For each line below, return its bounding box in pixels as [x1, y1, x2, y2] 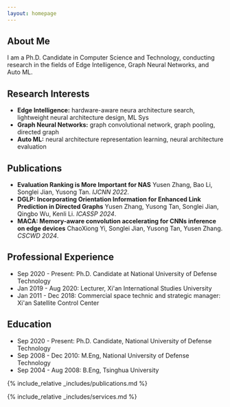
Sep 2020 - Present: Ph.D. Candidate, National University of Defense [16, 336, 212, 345]
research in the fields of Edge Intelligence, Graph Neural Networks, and [7, 61, 209, 69]
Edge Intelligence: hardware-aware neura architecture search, [16, 106, 195, 114]
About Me [7, 36, 50, 47]
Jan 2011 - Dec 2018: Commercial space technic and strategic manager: [16, 291, 221, 299]
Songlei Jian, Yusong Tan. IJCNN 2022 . [16, 188, 129, 196]
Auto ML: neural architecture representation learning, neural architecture [16, 135, 224, 144]
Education [7, 319, 52, 330]
